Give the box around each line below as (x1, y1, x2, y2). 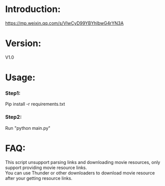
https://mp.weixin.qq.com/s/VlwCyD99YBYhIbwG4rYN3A (5, 20, 124, 26)
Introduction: (5, 4, 61, 15)
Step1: (5, 89, 21, 96)
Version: (5, 38, 41, 49)
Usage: (5, 72, 36, 83)
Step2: (5, 114, 22, 121)
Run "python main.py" (5, 125, 51, 131)
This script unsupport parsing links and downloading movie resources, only (5, 159, 160, 165)
